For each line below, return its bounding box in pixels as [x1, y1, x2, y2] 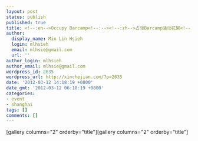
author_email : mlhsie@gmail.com [6, 63, 85, 69]
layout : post [6, 8, 38, 15]
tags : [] [6, 107, 28, 113]
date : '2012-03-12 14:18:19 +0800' [6, 80, 94, 86]
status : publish [6, 14, 46, 20]
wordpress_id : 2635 [6, 69, 54, 75]
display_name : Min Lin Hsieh [11, 36, 83, 42]
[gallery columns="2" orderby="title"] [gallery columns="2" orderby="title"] [6, 129, 189, 136]
